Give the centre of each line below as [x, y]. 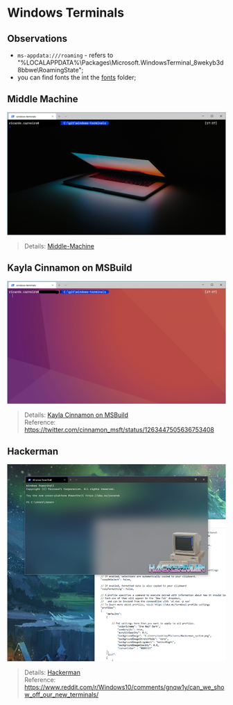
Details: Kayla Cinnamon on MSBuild [76, 415]
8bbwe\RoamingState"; [50, 70]
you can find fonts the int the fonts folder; [77, 77]
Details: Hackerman [52, 672]
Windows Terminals [66, 13]
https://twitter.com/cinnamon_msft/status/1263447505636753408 [119, 429]
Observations [37, 39]
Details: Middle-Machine [59, 246]
